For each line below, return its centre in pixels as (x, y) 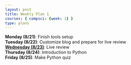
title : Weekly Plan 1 (27, 14)
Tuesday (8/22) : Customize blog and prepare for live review (65, 42)
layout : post (18, 9)
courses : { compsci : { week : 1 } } (39, 18)
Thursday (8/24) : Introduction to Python (46, 52)
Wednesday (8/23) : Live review (37, 47)
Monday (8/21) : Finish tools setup (39, 37)
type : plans (17, 23)
